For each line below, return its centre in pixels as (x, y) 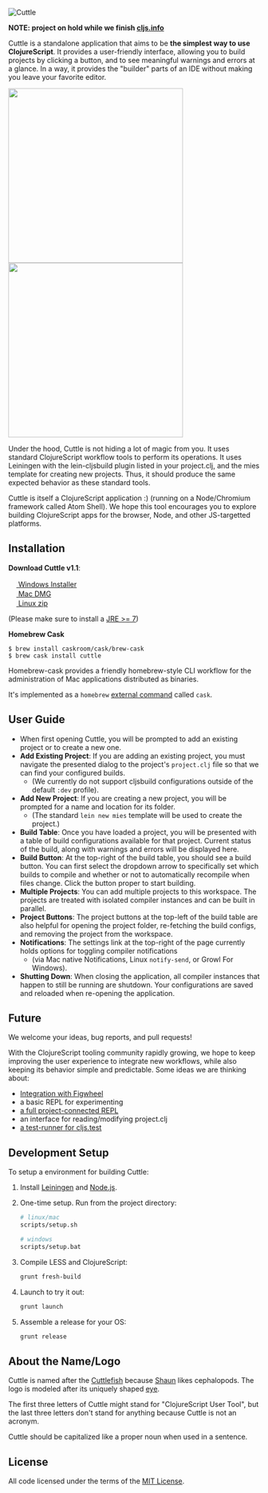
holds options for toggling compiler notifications (99, 950)
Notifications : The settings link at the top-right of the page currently (132, 942)
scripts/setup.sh (49, 1225)
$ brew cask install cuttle (55, 656)
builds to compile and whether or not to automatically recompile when (134, 875)
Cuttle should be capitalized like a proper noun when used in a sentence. (128, 1437)
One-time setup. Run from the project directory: (98, 1203)
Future (25, 1019)
